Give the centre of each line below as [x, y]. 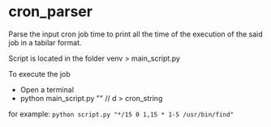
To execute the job [39, 74]
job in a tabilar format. [45, 42]
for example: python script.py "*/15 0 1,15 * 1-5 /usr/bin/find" [121, 114]
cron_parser [51, 12]
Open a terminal [47, 89]
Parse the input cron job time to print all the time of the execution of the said [135, 34]
